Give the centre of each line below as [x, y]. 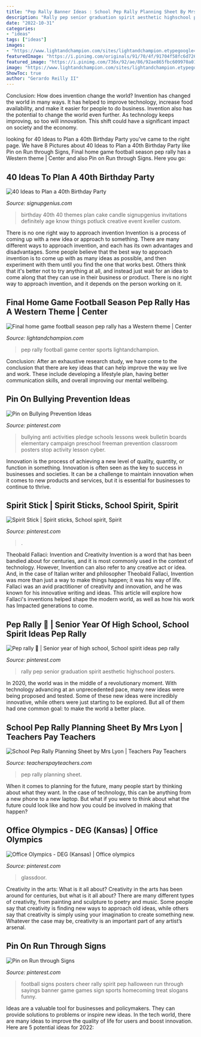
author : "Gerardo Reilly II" [42, 79]
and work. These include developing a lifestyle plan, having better [87, 374]
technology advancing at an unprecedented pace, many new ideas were [95, 689]
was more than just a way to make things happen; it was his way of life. [94, 580]
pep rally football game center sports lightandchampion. [90, 349]
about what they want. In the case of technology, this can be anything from [99, 792]
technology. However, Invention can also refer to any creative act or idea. [96, 568]
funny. [29, 996]
